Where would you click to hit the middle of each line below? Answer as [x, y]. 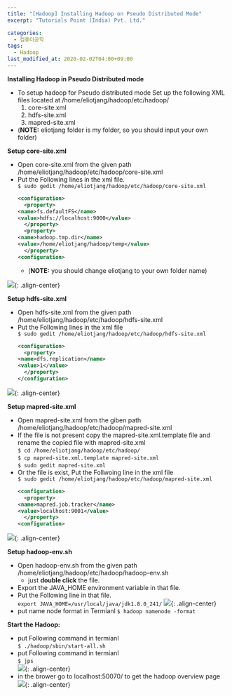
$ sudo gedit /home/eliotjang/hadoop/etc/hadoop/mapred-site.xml [115, 479]
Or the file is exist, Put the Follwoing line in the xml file [95, 472]
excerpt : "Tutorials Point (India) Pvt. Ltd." [76, 20]
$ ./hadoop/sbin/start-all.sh [62, 646]
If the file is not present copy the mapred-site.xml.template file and [114, 435]
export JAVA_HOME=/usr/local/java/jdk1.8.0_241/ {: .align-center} [117, 603]
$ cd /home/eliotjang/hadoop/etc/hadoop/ [79, 450]
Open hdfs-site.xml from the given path [74, 312]
